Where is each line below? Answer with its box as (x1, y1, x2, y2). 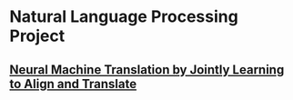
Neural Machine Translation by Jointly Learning (9, 62, 285, 77)
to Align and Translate (9, 75, 137, 92)
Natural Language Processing (9, 6, 238, 27)
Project (9, 25, 66, 46)
